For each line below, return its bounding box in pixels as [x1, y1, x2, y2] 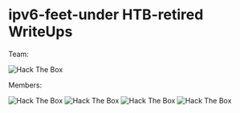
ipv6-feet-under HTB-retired [8, 6, 204, 24]
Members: [8, 80, 43, 90]
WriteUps [8, 22, 73, 41]
